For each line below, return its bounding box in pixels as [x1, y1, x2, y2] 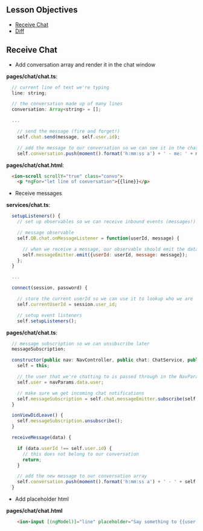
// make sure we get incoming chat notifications [17, 390, 145, 396]
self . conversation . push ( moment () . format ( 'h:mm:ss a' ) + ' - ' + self [17, 479, 196, 485]
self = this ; [17, 363, 50, 369]
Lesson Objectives [6, 5, 78, 15]
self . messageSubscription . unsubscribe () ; [17, 418, 123, 424]
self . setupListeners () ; [17, 318, 77, 324]
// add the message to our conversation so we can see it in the [17, 145, 185, 151]
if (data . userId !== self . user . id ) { [17, 445, 112, 451]
